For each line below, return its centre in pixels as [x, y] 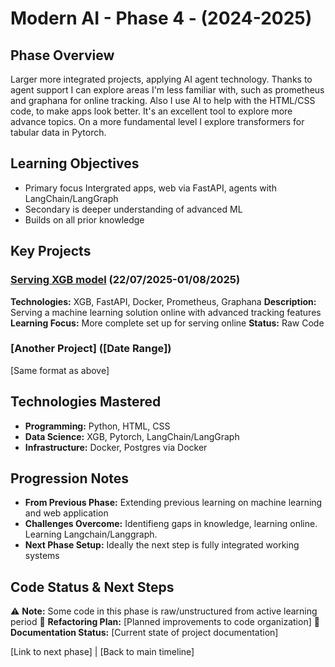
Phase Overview [62, 55]
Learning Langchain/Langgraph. [91, 534]
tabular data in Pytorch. [58, 132]
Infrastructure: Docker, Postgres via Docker [116, 447]
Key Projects [51, 251]
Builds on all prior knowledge [84, 219]
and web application [66, 513]
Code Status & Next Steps [92, 587]
